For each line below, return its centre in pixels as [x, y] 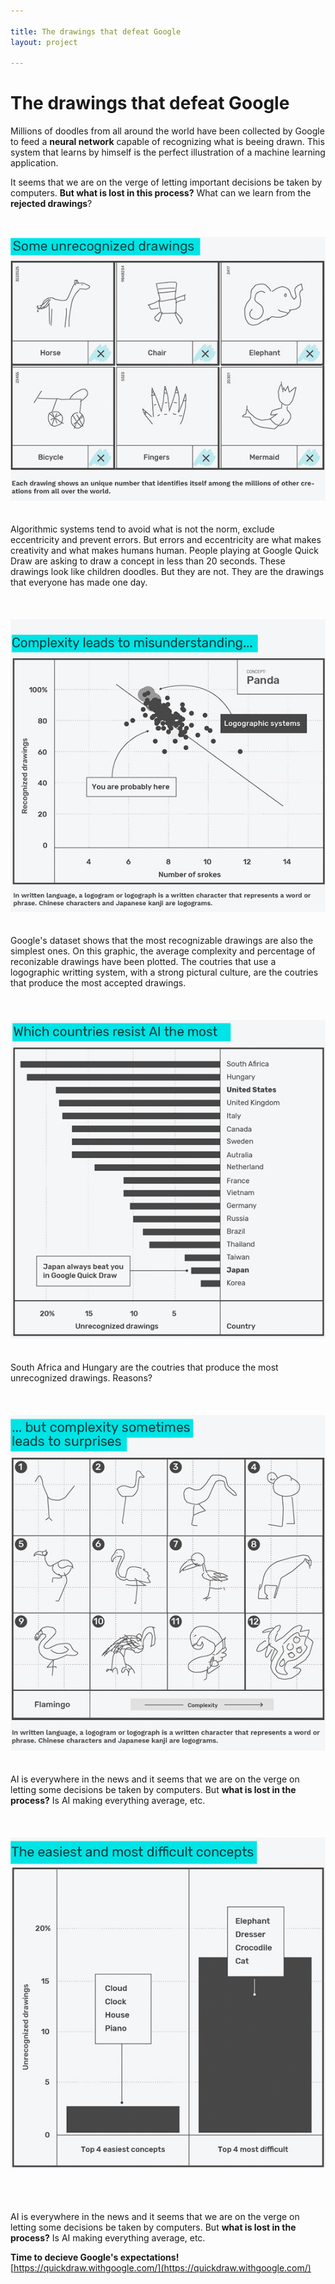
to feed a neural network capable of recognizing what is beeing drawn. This [167, 142]
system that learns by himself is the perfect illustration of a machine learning [168, 152]
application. [34, 163]
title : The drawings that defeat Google [96, 31]
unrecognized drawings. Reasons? [81, 1377]
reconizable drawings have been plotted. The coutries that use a [143, 962]
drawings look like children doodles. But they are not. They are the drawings [167, 572]
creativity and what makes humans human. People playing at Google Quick [164, 551]
